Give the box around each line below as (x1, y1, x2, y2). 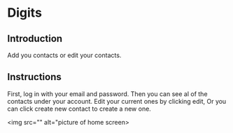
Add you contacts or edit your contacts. (7, 51, 122, 59)
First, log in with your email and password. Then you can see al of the (7, 89, 208, 98)
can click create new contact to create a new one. (7, 104, 152, 113)
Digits (7, 5, 42, 21)
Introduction (7, 33, 63, 45)
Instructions (7, 71, 62, 83)
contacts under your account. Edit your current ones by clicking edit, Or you (7, 97, 227, 105)
